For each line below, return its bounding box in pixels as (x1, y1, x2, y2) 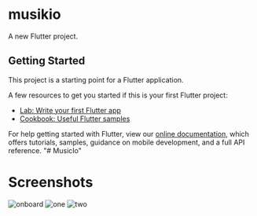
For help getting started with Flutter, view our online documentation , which (8, 129, 250, 138)
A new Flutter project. (8, 31, 79, 41)
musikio (8, 5, 61, 24)
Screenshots (8, 173, 94, 191)
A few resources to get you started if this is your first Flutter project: (8, 90, 228, 100)
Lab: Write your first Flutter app (19, 105, 122, 115)
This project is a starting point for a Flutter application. (8, 75, 184, 84)
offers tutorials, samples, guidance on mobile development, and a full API (8, 137, 245, 147)
